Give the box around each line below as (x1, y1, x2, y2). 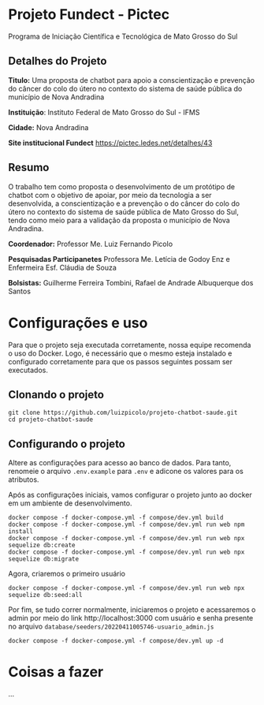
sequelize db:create (8, 542, 76, 550)
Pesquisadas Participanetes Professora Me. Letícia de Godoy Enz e (8, 254, 230, 263)
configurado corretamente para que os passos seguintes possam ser (8, 356, 232, 366)
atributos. (8, 475, 39, 484)
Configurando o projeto (8, 437, 126, 450)
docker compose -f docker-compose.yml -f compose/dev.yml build (8, 514, 224, 522)
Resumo (8, 161, 50, 174)
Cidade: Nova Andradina (8, 122, 89, 132)
